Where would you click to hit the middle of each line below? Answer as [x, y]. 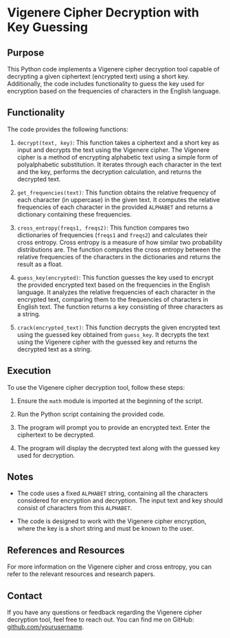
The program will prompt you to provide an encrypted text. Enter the [114, 427]
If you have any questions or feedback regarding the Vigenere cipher [105, 613]
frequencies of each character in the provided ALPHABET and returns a [115, 207]
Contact [25, 596]
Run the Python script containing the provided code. [91, 414]
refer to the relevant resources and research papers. [81, 574]
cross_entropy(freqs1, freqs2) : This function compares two [103, 228]
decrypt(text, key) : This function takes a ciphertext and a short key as [118, 142]
